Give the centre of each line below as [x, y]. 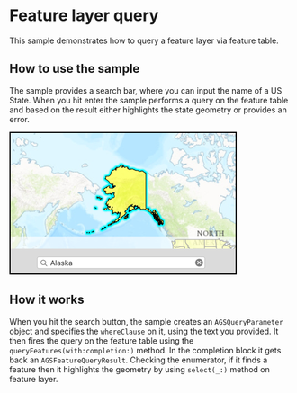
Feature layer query [84, 16]
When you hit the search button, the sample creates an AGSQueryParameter [146, 321]
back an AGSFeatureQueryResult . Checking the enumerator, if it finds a [139, 360]
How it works [47, 300]
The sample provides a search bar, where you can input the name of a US [146, 90]
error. [19, 119]
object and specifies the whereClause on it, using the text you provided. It [144, 331]
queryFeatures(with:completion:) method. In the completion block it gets [145, 350]
